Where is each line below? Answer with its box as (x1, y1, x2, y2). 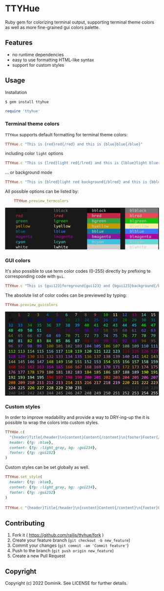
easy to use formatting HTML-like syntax (12, 57, 94, 63)
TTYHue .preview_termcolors (14, 199, 69, 204)
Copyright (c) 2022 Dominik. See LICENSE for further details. (5, 580, 128, 586)
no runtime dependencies (12, 51, 64, 57)
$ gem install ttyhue (5, 99, 49, 104)
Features (5, 39, 33, 47)
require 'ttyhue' (5, 109, 41, 114)
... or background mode (5, 170, 53, 176)
